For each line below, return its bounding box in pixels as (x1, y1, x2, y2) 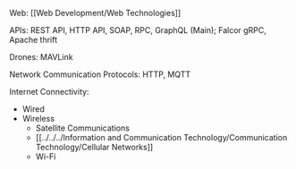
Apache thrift (9, 35, 58, 45)
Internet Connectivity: (9, 87, 89, 97)
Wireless (21, 114, 55, 123)
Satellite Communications (35, 123, 130, 133)
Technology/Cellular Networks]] (35, 142, 154, 152)
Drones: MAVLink (9, 52, 73, 62)
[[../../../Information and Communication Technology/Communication (35, 132, 288, 142)
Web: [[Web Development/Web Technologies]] (9, 8, 182, 18)
